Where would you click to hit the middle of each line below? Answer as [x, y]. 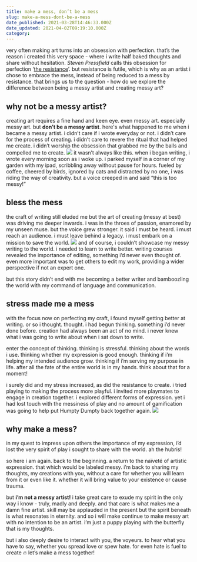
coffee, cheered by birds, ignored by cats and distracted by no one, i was [95, 171]
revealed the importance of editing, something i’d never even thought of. [94, 255]
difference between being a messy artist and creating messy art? [85, 88]
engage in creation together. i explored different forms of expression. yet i [96, 397]
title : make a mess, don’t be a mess [52, 11]
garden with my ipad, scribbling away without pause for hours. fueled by [94, 165]
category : [18, 34]
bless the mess [34, 203]
